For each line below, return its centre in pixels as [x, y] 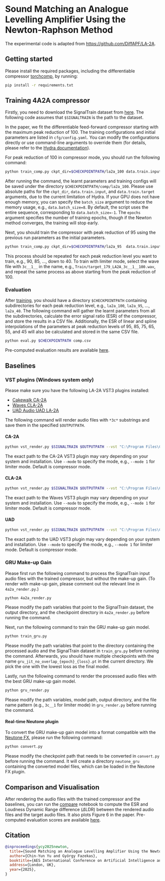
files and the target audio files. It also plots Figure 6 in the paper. [70, 815]
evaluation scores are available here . [64, 820]
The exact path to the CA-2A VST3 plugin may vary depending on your [77, 456]
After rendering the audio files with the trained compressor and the [73, 799]
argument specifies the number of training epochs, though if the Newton [78, 218]
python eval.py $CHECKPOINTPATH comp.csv [48, 341]
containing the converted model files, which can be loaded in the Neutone [80, 766]
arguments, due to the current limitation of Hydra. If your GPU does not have [82, 197]
